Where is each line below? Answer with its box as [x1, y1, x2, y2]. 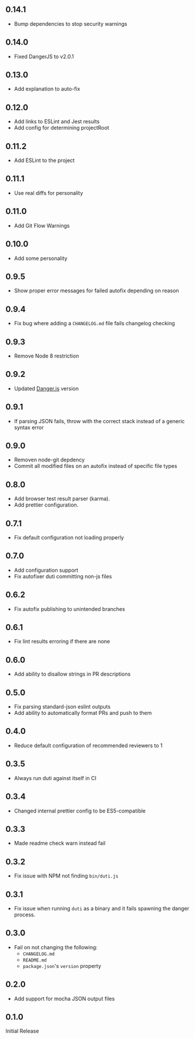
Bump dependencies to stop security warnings [14, 20, 127, 27]
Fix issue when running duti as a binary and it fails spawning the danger [14, 905, 189, 912]
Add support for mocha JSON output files [14, 995, 115, 1002]
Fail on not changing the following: [14, 943, 98, 950]
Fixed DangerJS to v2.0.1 [14, 53, 74, 60]
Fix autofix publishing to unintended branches [14, 605, 126, 612]
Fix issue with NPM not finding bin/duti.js [14, 872, 119, 879]
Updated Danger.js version [14, 384, 79, 392]
